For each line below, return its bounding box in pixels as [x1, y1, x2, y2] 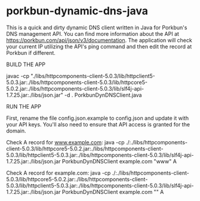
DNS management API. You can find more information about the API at [6, 30, 179, 37]
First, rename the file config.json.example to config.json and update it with [6, 115, 189, 122]
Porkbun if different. [6, 49, 56, 56]
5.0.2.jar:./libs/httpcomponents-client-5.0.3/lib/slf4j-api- [6, 85, 144, 92]
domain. [6, 127, 26, 134]
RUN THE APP [6, 103, 42, 110]
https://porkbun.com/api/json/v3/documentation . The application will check [6, 36, 192, 44]
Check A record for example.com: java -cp [6, 169, 111, 177]
